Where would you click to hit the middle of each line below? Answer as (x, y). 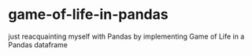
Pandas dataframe (38, 44)
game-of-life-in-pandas (88, 15)
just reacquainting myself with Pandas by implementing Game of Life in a (126, 36)
